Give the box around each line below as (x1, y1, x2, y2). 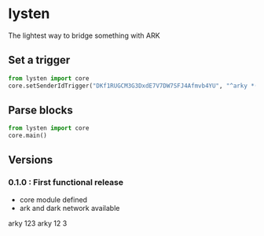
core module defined (19, 194, 88, 205)
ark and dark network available (19, 203, 120, 212)
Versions (8, 153, 53, 167)
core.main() (8, 131, 47, 140)
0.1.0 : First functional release (8, 177, 124, 188)
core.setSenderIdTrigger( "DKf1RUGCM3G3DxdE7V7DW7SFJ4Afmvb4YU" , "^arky (8, 82, 247, 90)
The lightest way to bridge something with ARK (8, 31, 160, 40)
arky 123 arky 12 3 (8, 218, 68, 228)
